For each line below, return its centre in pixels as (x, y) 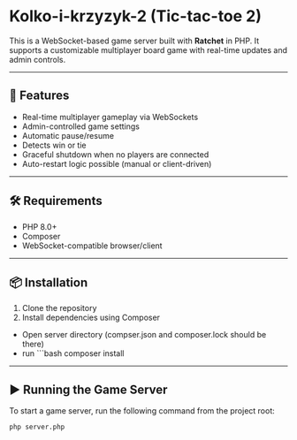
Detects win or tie (54, 145)
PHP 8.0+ (39, 226)
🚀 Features (39, 96)
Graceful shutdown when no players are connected (115, 154)
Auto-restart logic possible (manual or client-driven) (117, 163)
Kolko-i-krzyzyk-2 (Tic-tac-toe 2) (136, 16)
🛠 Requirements (56, 201)
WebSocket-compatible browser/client (92, 246)
